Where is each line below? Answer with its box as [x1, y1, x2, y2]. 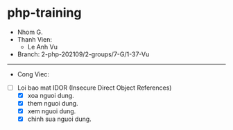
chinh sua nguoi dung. [27, 115, 92, 123]
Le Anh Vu [27, 42, 58, 51]
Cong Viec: [17, 70, 50, 78]
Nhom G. [17, 28, 43, 36]
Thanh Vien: [17, 35, 52, 43]
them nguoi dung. [27, 99, 78, 108]
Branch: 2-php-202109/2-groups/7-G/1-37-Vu [17, 50, 150, 58]
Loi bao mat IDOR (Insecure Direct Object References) [17, 83, 172, 92]
